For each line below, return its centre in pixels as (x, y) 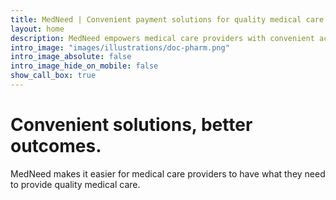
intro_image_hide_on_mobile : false (84, 66)
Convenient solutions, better (131, 125)
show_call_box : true (53, 76)
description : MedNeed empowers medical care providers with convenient (162, 38)
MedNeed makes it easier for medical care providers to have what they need (168, 173)
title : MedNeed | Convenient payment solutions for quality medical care (167, 19)
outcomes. (56, 146)
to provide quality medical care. (75, 184)
